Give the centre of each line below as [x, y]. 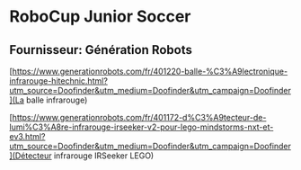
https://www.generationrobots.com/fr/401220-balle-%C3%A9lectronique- [150, 71]
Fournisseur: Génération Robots [101, 50]
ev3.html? [27, 136]
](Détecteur [31, 156]
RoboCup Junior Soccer [100, 17]
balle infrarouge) [57, 100]
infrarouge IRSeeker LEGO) [104, 156]
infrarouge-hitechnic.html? [58, 81]
